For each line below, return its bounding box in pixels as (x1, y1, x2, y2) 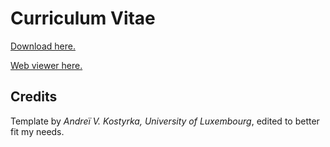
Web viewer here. (10, 59, 83, 71)
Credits (10, 88, 58, 106)
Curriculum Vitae (10, 7, 156, 30)
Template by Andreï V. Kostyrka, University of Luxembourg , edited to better (10, 115, 320, 127)
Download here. (10, 40, 76, 52)
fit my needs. (10, 125, 65, 137)
